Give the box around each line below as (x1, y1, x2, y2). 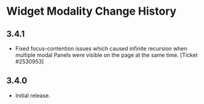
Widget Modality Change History (6, 4, 177, 18)
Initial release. (15, 92, 51, 99)
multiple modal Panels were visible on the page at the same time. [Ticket (15, 51, 198, 59)
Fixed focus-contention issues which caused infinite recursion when (15, 45, 188, 52)
